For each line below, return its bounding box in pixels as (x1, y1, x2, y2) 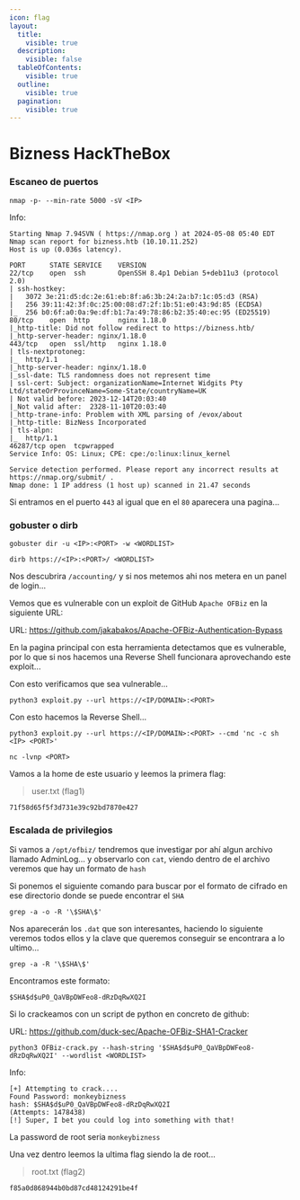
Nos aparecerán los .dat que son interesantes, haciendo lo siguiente (9, 923, 263, 934)
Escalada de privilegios (9, 824, 113, 836)
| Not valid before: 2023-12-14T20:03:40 (9, 394, 167, 403)
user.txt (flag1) (31, 786, 85, 797)
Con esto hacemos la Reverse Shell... (9, 711, 147, 723)
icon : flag (9, 13, 50, 22)
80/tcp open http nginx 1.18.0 (9, 315, 167, 324)
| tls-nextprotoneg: (9, 347, 87, 356)
